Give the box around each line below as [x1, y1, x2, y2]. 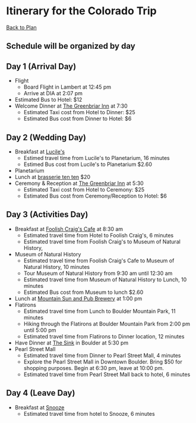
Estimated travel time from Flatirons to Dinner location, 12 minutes [23, 333, 185, 340]
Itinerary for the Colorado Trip [6, 4, 157, 18]
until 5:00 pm [23, 326, 56, 334]
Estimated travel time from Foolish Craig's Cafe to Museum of [23, 257, 175, 264]
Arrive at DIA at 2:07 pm [23, 90, 83, 97]
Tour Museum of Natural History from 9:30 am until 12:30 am [23, 270, 173, 277]
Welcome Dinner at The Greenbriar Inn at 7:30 [14, 102, 128, 109]
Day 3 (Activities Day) [6, 209, 88, 220]
